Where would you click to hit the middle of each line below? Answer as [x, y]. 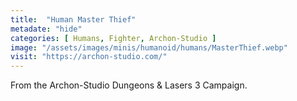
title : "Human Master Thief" [73, 19]
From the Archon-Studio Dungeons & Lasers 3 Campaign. [129, 85]
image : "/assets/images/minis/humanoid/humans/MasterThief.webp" [149, 47]
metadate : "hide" [46, 29]
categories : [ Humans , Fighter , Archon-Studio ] [113, 38]
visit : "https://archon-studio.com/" [89, 57]
